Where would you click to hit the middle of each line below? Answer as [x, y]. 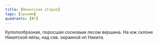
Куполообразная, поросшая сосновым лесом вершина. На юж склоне [79, 32]
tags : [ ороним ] [21, 14]
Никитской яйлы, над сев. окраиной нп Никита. [55, 37]
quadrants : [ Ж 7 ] [22, 18]
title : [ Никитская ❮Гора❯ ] [33, 9]
